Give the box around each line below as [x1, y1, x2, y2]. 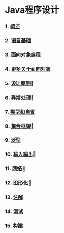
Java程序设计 [5, 4, 59, 16]
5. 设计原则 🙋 [5, 80, 34, 86]
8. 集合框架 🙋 [5, 122, 34, 129]
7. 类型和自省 [5, 108, 35, 115]
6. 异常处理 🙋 [5, 94, 34, 101]
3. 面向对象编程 [5, 51, 41, 58]
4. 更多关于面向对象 [5, 66, 51, 72]
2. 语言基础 [5, 37, 31, 44]
